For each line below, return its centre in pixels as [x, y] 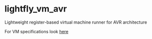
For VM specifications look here [37, 31]
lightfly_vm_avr [36, 9]
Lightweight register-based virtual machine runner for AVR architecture [76, 22]
